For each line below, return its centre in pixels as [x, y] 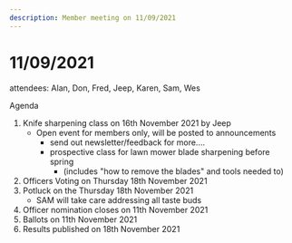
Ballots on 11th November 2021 [80, 219]
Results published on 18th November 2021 [101, 228]
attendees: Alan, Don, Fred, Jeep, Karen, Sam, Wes [105, 88]
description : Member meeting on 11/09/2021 [93, 18]
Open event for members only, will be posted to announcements [156, 132]
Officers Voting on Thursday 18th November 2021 [115, 180]
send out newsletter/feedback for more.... [127, 142]
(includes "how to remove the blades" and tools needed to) [173, 171]
